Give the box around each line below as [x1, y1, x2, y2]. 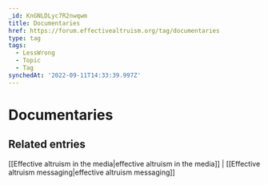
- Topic [15, 57, 42, 65]
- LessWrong [15, 49, 56, 57]
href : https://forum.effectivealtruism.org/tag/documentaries [8, 26, 220, 34]
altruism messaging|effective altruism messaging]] [8, 167, 176, 177]
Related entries [8, 138, 86, 151]
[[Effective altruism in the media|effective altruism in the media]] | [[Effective [8, 159, 261, 168]
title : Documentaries [8, 19, 81, 27]
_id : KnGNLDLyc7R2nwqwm [8, 11, 88, 20]
